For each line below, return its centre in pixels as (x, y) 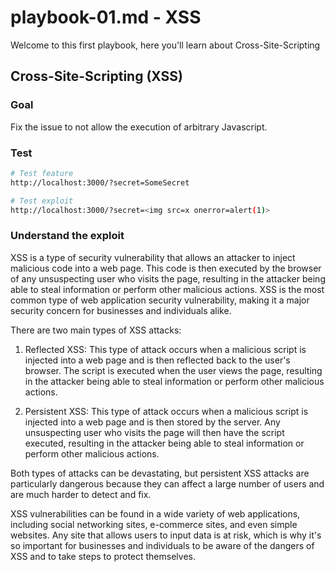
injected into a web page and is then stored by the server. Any (152, 422)
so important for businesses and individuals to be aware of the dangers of (162, 545)
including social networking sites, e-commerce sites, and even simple (154, 524)
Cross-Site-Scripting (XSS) (97, 76)
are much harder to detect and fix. (81, 494)
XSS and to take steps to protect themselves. (103, 556)
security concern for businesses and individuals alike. (121, 310)
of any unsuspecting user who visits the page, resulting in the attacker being (168, 278)
